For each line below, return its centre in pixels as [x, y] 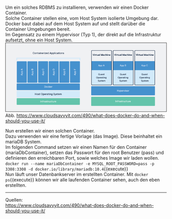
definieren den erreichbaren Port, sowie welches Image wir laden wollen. [82, 158]
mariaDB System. [24, 142]
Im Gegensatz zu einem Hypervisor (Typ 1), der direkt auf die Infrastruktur [83, 35]
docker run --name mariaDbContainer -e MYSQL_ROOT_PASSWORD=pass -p [80, 164]
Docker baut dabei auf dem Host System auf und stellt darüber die [75, 24]
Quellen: [14, 200]
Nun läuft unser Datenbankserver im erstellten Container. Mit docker [77, 174]
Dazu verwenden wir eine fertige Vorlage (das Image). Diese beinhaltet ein [84, 136]
